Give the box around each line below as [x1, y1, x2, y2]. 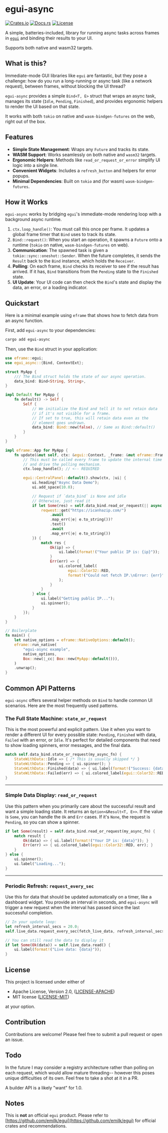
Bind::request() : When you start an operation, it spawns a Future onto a [12, 236, 162, 243]
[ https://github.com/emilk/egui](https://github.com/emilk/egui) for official [5, 1117, 156, 1123]
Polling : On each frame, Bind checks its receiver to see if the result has [12, 263, 159, 269]
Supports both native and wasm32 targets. [5, 44, 93, 50]
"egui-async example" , [23, 646, 70, 652]
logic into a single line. [12, 162, 59, 168]
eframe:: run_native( [14, 642, 57, 647]
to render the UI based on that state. [5, 103, 80, 109]
